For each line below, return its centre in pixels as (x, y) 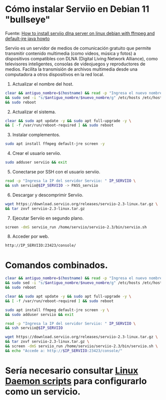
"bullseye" (28, 20)
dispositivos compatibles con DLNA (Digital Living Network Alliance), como (82, 58)
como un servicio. (43, 391)
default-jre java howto (28, 39)
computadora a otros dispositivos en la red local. (55, 74)
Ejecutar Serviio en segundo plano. (48, 218)
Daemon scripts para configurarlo (76, 381)
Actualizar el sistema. (34, 112)
